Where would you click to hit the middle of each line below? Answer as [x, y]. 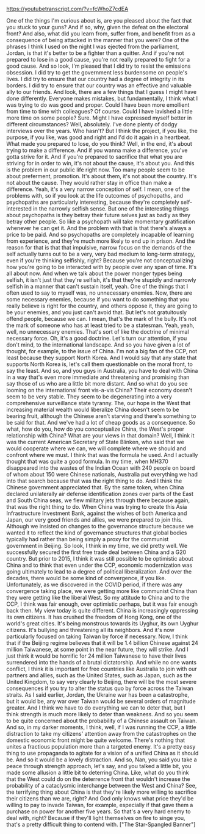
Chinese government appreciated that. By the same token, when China [95, 487]
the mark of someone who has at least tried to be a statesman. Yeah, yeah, [100, 325]
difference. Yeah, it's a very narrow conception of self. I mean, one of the [98, 189]
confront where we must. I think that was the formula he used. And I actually [102, 455]
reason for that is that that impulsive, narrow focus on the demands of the [99, 247]
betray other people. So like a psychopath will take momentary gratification [101, 221]
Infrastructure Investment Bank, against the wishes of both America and [97, 513]
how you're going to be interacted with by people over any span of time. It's [102, 267]
